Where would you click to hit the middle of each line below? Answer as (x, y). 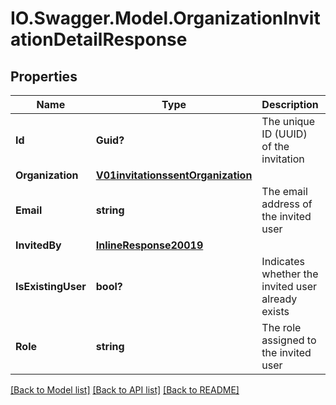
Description (290, 104)
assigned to (289, 340)
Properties (44, 76)
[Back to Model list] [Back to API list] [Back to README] (125, 390)
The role (281, 327)
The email (284, 191)
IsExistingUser (51, 286)
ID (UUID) (284, 134)
